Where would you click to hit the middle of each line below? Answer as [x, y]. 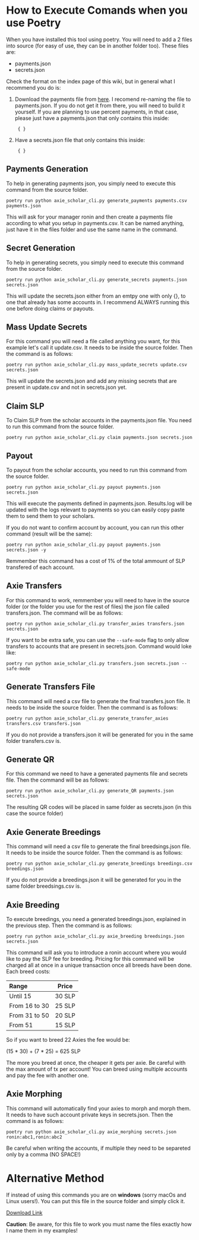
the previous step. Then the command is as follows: [69, 926]
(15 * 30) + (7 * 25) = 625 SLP [44, 1051]
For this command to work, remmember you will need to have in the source [98, 600]
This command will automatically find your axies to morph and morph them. [99, 1108]
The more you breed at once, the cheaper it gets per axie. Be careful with [96, 1063]
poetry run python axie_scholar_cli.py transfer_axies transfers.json [95, 624]
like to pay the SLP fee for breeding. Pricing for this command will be [90, 959]
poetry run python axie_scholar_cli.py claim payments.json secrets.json [99, 438]
